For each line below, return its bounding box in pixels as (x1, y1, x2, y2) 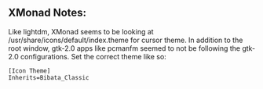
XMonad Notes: (8, 6, 87, 20)
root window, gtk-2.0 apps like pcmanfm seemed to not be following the (8, 43, 241, 53)
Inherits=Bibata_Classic (8, 73, 89, 81)
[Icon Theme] (8, 66, 51, 75)
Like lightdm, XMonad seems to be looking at (8, 27, 155, 36)
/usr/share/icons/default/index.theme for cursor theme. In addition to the (8, 35, 243, 44)
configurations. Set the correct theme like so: (20, 52, 166, 61)
